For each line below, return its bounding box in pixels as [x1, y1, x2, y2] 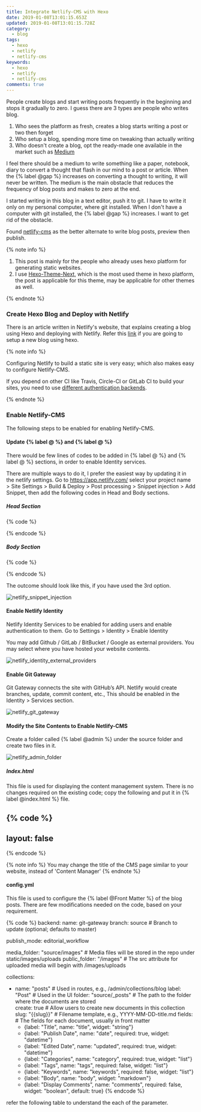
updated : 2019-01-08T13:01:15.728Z [6, 20, 95, 26]
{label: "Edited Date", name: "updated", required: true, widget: [23, 1042, 177, 1049]
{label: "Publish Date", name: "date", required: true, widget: [23, 1030, 170, 1037]
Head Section [6, 503, 41, 510]
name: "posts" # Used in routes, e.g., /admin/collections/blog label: [14, 985, 181, 992]
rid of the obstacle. [6, 216, 53, 223]
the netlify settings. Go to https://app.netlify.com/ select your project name [6, 476, 191, 483]
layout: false [6, 833, 54, 843]
